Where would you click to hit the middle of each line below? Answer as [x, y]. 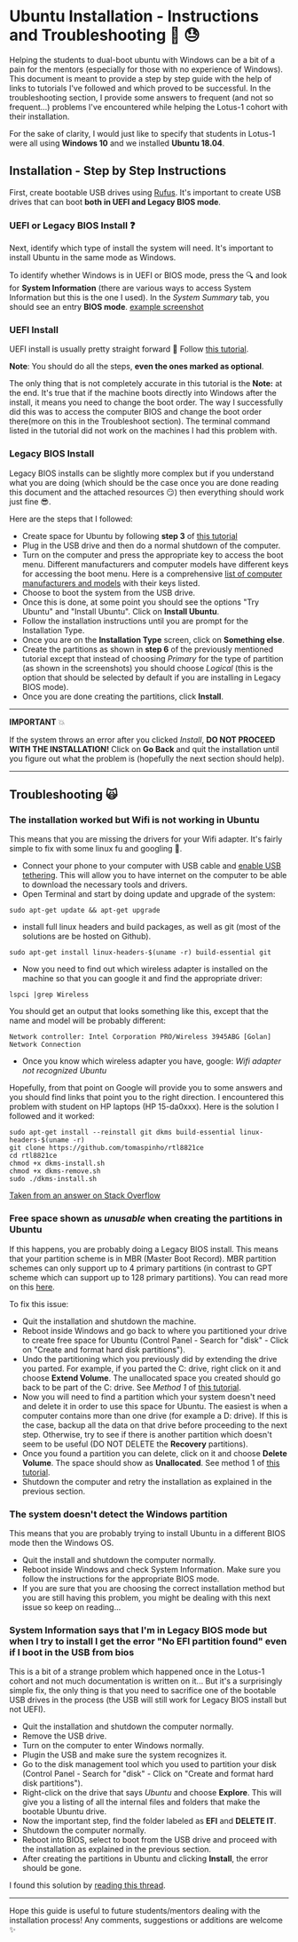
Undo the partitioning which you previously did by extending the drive [149, 1359]
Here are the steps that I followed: [71, 519]
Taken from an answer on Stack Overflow [85, 1195]
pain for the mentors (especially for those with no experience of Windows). [146, 69]
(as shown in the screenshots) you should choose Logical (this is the [147, 668]
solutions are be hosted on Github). [86, 936]
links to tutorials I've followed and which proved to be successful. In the [140, 88]
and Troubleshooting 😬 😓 [105, 35]
